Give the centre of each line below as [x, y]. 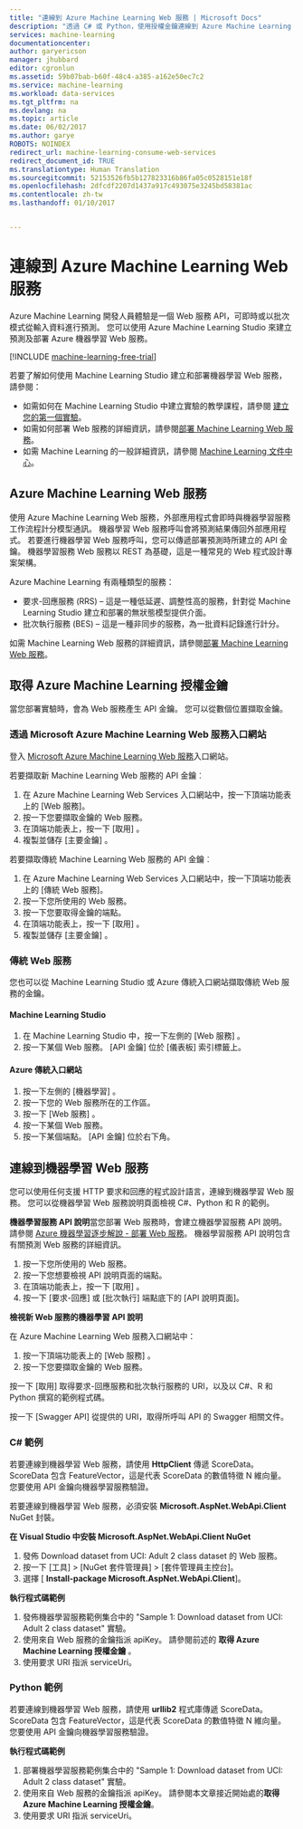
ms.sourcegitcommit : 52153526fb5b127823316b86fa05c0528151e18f [131, 177]
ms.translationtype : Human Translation [85, 169]
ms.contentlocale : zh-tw [56, 195]
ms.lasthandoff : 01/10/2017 [62, 203]
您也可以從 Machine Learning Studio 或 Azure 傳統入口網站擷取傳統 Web [145, 982]
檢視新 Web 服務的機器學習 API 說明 [76, 1317]
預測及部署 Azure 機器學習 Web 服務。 [81, 338]
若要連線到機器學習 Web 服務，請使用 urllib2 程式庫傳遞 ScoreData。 [139, 1709]
